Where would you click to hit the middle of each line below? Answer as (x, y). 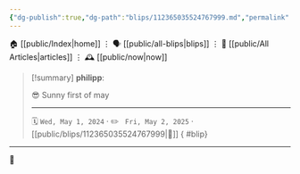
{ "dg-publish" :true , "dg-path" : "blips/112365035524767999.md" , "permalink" (150, 17)
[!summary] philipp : (68, 78)
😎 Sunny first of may (70, 95)
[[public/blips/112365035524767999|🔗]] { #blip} (119, 134)
